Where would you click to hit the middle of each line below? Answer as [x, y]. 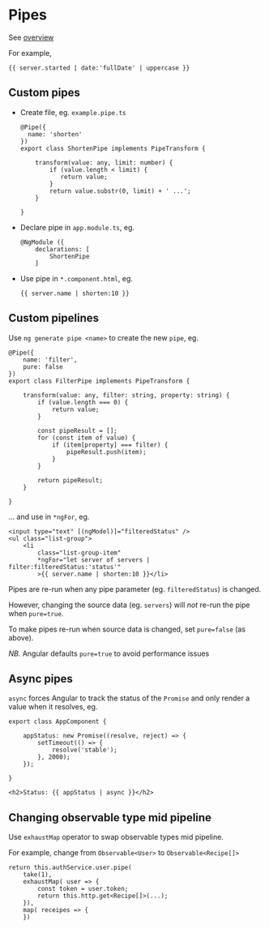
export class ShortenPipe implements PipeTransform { [113, 148]
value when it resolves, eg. [53, 707]
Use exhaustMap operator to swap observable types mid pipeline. [116, 837]
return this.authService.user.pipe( [70, 868]
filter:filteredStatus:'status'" [65, 567]
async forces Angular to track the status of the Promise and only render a [129, 698]
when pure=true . [36, 613]
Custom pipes [45, 93]
